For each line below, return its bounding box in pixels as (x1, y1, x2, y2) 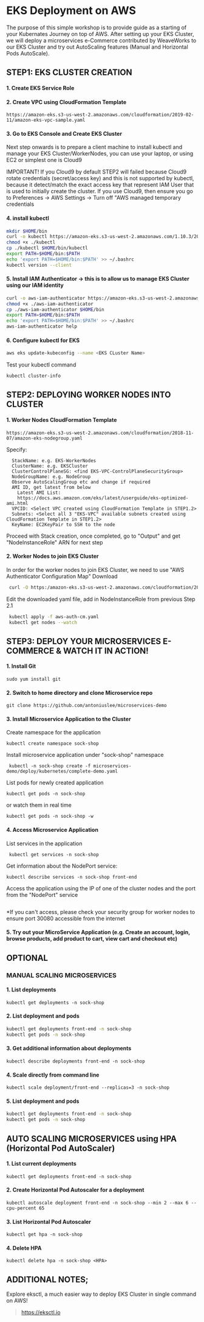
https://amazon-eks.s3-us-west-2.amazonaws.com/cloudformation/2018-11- (6, 430, 194, 436)
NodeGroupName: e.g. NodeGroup (12, 473, 91, 480)
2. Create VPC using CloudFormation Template (6, 98, 127, 105)
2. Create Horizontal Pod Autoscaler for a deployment (6, 1186, 144, 1194)
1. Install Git (6, 663, 36, 670)
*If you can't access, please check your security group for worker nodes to (6, 908, 195, 915)
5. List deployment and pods (6, 1097, 80, 1105)
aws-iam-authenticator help (6, 323, 78, 329)
